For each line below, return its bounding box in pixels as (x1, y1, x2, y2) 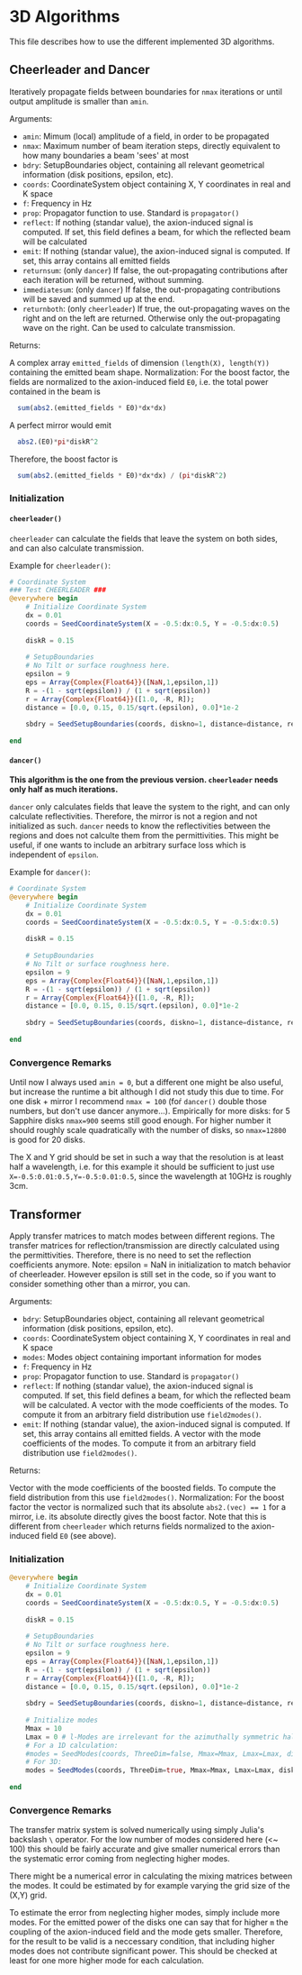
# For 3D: (25, 1758, 63, 1767)
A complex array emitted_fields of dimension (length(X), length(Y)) (9, 357, 270, 368)
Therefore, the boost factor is (9, 453, 119, 464)
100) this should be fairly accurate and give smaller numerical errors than (9, 1843, 280, 1854)
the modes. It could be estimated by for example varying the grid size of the (9, 1880, 290, 1891)
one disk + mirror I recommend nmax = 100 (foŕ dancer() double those (9, 1096, 267, 1107)
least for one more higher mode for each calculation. (9, 1955, 204, 1966)
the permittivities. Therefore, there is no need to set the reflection (9, 1249, 252, 1260)
